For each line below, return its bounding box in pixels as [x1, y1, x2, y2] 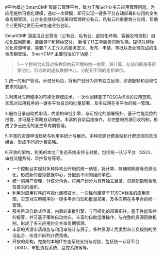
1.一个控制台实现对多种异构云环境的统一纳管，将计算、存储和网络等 [16, 61, 152, 67]
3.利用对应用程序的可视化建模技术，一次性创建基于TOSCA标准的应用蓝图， [5, 94, 155, 100]
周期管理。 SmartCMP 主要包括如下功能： [9, 51, 93, 57]
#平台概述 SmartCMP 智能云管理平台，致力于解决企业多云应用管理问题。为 [5, 4, 155, 10]
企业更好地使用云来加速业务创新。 [5, 22, 73, 28]
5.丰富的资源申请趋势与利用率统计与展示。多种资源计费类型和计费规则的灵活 [5, 133, 158, 138]
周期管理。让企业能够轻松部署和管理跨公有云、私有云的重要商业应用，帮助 [9, 17, 158, 22]
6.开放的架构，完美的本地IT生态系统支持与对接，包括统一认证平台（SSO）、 [5, 150, 155, 155]
